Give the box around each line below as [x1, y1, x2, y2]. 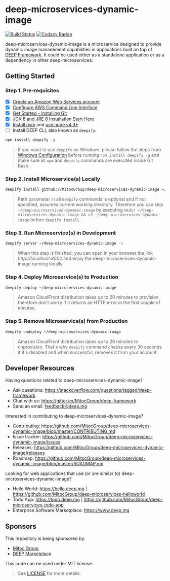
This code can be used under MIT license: [5, 561, 93, 567]
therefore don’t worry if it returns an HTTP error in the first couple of [17, 299, 160, 305]
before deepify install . [30, 217, 81, 223]
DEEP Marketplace [12, 551, 52, 557]
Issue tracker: [12, 434, 41, 440]
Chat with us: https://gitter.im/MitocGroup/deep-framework [12, 398, 137, 404]
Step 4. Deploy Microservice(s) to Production [5, 274, 119, 281]
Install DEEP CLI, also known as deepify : [12, 127, 97, 133]
